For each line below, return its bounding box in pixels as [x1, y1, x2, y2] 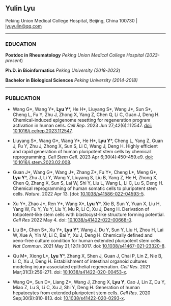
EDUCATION [5, 40, 37, 47]
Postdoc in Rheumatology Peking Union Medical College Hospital [5, 52, 144, 58]
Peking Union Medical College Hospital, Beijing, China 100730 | [5, 17, 138, 23]
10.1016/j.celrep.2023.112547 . [12, 128, 73, 134]
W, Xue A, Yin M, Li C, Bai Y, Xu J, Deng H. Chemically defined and [12, 232, 153, 238]
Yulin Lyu [5, 4, 36, 13]
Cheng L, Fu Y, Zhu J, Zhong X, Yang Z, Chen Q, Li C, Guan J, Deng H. [12, 112, 160, 118]
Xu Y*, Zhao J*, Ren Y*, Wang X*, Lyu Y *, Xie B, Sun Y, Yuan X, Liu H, [12, 201, 161, 207]
